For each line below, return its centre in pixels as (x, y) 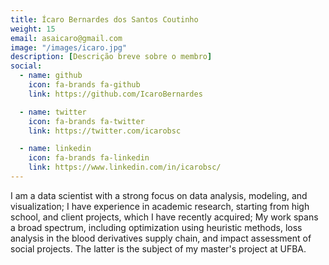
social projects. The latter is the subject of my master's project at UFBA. (158, 248)
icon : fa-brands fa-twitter (86, 121)
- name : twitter (53, 112)
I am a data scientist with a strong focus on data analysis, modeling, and (159, 195)
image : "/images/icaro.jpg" (69, 47)
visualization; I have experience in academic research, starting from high (160, 206)
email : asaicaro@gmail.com (66, 38)
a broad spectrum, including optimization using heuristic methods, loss (156, 227)
